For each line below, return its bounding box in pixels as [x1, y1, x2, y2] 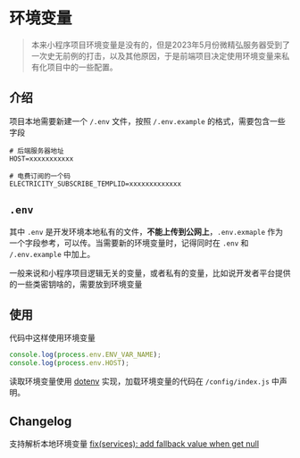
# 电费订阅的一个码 [9, 171, 71, 180]
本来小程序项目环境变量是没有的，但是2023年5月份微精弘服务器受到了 [30, 39, 290, 50]
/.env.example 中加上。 [9, 248, 96, 259]
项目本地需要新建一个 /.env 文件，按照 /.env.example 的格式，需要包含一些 [9, 115, 286, 126]
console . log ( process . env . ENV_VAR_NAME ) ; [9, 350, 162, 360]
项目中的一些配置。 [46, 62, 118, 72]
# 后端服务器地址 [9, 146, 64, 155]
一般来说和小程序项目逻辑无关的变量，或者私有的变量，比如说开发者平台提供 [9, 267, 291, 278]
